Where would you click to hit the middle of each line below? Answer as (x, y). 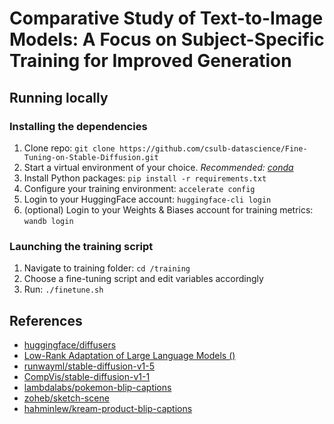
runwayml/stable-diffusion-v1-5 (89, 366)
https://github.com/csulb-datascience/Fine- (213, 148)
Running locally (59, 97)
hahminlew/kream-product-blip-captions (108, 408)
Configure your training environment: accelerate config (139, 188)
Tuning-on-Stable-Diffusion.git (91, 157)
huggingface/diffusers (70, 344)
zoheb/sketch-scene (66, 398)
